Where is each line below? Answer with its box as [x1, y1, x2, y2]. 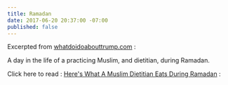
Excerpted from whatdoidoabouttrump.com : [7, 43, 136, 51]
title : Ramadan [7, 10, 52, 18]
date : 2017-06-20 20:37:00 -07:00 [7, 17, 109, 24]
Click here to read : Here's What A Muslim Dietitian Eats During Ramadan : [7, 70, 221, 78]
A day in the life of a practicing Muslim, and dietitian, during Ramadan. [7, 56, 210, 65]
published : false [7, 23, 58, 30]
